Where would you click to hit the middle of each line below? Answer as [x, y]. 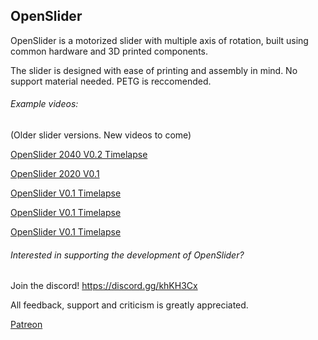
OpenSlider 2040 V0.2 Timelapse [79, 155]
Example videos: [44, 104]
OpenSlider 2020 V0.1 [55, 174]
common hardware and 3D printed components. [109, 51]
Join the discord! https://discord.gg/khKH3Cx [104, 286]
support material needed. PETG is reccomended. [111, 81]
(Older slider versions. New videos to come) [101, 135]
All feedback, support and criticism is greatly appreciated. [129, 305]
